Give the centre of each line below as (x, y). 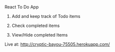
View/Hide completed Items (40, 35)
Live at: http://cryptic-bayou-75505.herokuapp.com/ (57, 44)
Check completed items (35, 26)
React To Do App (22, 7)
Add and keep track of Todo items (46, 16)
